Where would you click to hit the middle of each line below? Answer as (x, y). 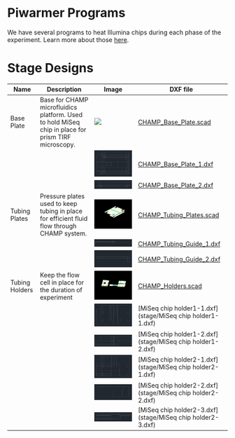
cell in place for (62, 282)
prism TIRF (55, 137)
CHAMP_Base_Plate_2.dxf (176, 185)
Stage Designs (50, 68)
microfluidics (58, 107)
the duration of (61, 289)
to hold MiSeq (60, 122)
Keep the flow (60, 275)
